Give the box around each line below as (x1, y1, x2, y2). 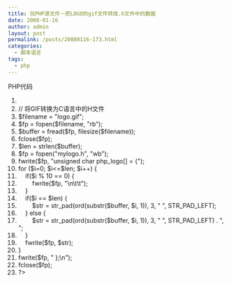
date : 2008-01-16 (8, 17, 59, 24)
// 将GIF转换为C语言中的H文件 (17, 104, 105, 112)
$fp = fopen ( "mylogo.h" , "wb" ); (17, 149, 109, 158)
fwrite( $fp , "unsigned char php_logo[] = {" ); (17, 156, 145, 165)
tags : (8, 56, 24, 63)
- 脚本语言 (14, 50, 42, 57)
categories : (8, 43, 43, 50)
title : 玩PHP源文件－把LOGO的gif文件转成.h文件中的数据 (8, 10, 156, 17)
